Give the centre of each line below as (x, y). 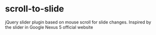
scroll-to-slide (35, 9)
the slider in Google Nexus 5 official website (49, 27)
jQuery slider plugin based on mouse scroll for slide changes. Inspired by (78, 22)
